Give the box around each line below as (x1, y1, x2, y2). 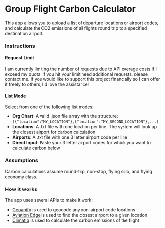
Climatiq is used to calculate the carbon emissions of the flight (12, 217, 140, 223)
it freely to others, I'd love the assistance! (5, 81, 89, 87)
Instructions (5, 42, 36, 49)
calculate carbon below (12, 145, 60, 151)
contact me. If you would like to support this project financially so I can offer (5, 76, 160, 82)
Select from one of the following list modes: (5, 104, 94, 110)
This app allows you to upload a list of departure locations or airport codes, (5, 20, 159, 26)
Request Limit (5, 55, 34, 61)
